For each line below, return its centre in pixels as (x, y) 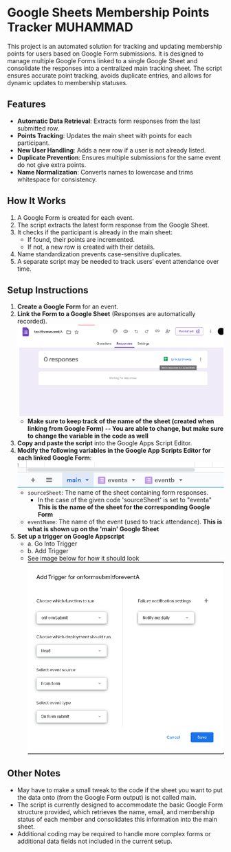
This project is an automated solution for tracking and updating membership (115, 46)
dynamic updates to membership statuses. (68, 82)
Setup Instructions (48, 290)
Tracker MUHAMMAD (70, 27)
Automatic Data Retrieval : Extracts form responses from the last (109, 121)
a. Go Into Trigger (52, 543)
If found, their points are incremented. (81, 239)
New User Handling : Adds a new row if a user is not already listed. (111, 150)
